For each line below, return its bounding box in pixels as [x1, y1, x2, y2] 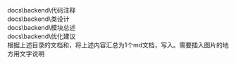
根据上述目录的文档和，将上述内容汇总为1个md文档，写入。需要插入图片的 [7, 41, 223, 49]
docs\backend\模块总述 [7, 24, 76, 31]
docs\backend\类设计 [7, 15, 70, 23]
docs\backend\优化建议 [7, 32, 76, 40]
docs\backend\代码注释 [7, 6, 76, 14]
